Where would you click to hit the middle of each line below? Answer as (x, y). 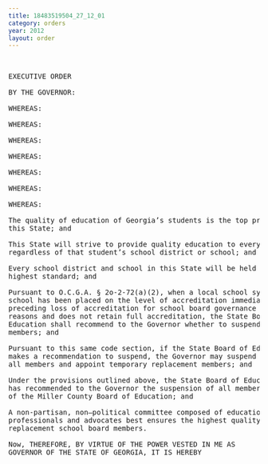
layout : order (32, 38)
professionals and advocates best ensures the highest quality (134, 420)
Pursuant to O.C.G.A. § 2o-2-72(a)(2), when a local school (128, 292)
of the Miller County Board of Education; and (101, 396)
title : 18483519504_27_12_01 (57, 16)
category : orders (37, 23)
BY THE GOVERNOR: (42, 92)
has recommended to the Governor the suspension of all (120, 388)
